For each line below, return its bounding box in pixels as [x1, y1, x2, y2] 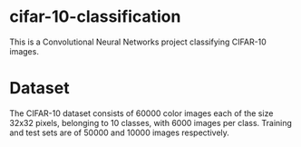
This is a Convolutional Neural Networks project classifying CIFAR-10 [9, 36, 267, 47]
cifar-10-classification [9, 6, 181, 27]
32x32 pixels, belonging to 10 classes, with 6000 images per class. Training [9, 117, 293, 128]
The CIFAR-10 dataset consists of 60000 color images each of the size [9, 107, 274, 119]
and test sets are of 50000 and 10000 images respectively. [9, 127, 229, 138]
